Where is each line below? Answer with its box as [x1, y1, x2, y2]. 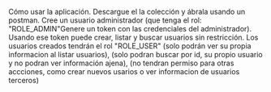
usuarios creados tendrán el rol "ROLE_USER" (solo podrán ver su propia [8, 41, 252, 51]
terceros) [8, 76, 39, 85]
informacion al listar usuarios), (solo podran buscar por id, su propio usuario [8, 50, 263, 59]
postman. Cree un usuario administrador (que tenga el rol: [8, 15, 202, 25]
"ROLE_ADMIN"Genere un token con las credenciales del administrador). [8, 24, 252, 33]
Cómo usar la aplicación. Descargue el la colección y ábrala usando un [8, 7, 246, 16]
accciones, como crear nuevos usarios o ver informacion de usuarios [8, 67, 240, 76]
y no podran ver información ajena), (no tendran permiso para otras [8, 58, 234, 68]
